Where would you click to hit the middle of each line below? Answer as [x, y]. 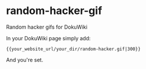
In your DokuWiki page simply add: [49, 38]
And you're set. [25, 60]
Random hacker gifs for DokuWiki [47, 27]
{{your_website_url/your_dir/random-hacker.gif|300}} [74, 49]
